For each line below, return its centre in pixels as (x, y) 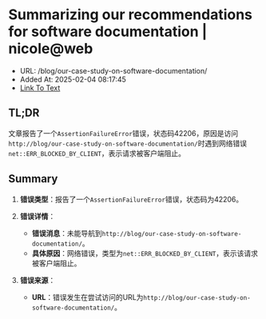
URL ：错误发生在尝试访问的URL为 (87, 297)
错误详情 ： (38, 216)
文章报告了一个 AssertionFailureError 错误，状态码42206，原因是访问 (123, 133)
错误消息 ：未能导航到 (67, 233)
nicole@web (51, 49)
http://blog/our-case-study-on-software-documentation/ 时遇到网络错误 (128, 143)
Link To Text (40, 88)
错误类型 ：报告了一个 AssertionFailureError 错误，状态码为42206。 (131, 199)
